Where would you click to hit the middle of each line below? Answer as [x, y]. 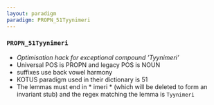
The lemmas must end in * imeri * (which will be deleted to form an [112, 86]
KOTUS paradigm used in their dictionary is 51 [82, 79]
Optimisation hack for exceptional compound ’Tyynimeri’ [98, 57]
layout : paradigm [32, 13]
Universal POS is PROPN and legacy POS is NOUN [88, 65]
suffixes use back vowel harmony [64, 72]
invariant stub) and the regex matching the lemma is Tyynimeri [105, 94]
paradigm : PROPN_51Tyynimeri [48, 20]
